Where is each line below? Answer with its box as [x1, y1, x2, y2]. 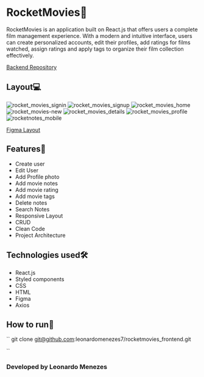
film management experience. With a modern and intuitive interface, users [6, 32, 193, 39]
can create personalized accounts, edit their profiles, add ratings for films [6, 38, 191, 46]
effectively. [6, 51, 35, 59]
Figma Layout [6, 126, 41, 133]
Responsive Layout [15, 212, 63, 219]
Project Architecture [15, 232, 66, 239]
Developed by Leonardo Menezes [6, 363, 108, 372]
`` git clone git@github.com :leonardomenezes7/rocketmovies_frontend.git [6, 335, 191, 343]
